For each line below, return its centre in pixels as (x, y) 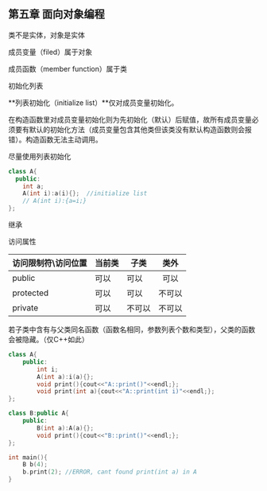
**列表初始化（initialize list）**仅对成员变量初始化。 (93, 103)
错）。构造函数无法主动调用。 (55, 139)
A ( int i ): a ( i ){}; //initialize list (85, 193)
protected (31, 293)
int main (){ (28, 457)
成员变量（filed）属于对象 (50, 52)
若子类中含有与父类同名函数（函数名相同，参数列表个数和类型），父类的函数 (132, 329)
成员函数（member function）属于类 (68, 68)
